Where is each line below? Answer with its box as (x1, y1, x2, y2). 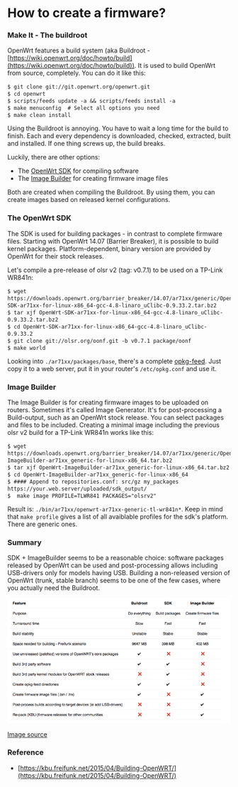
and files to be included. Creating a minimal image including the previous (7, 421, 220, 429)
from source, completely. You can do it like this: (7, 69, 147, 77)
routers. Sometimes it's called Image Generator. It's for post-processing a (7, 406, 222, 414)
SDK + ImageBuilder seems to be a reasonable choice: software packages (7, 554, 225, 562)
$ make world (7, 344, 46, 351)
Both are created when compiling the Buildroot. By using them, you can (7, 188, 215, 196)
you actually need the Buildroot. (7, 584, 101, 592)
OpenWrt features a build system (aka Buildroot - (7, 46, 151, 55)
